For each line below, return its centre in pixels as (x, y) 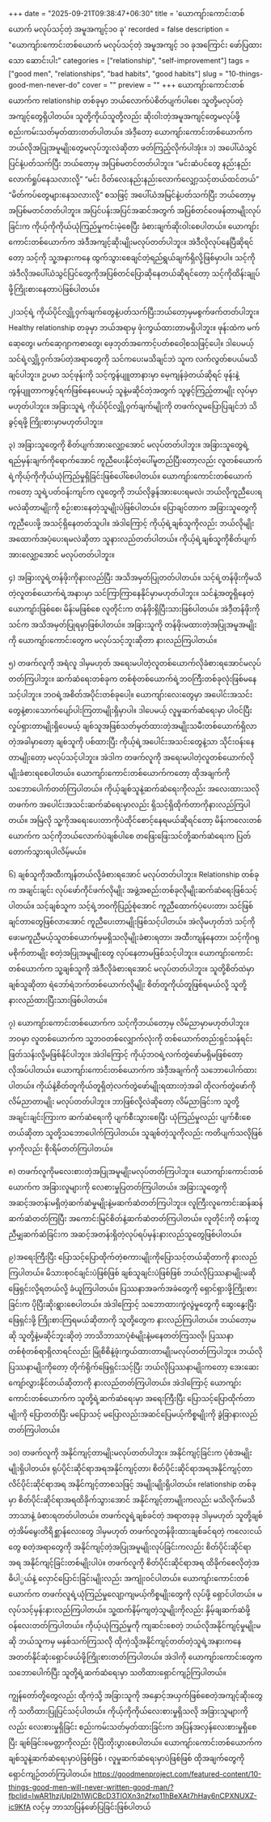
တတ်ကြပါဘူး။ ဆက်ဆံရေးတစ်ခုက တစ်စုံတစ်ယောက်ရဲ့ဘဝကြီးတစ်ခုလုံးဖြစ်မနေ (133, 679)
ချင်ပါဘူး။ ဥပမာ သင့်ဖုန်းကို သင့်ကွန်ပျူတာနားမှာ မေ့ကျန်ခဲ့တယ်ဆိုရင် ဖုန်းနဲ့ (124, 375)
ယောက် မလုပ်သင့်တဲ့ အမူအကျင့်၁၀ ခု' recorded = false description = (119, 29)
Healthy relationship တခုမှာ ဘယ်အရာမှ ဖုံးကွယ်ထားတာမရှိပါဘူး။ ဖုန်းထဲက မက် (134, 328)
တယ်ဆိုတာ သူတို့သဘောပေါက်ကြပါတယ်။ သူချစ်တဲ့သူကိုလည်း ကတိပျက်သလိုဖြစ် (135, 1133)
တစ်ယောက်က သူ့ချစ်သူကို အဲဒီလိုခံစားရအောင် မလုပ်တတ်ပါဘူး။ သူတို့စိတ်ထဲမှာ (131, 969)
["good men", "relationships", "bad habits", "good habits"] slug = (116, 74)
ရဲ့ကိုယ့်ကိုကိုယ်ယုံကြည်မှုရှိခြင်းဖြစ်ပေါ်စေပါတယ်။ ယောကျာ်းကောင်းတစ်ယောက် (130, 476)
